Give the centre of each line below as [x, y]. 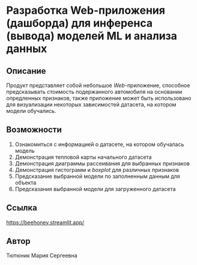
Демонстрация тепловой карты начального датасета [83, 157]
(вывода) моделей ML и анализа [92, 36]
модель [25, 150]
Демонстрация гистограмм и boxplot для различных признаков [97, 169]
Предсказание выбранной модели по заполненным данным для [97, 176]
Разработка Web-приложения [86, 11]
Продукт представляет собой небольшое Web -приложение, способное [98, 85]
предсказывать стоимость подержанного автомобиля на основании [94, 92]
